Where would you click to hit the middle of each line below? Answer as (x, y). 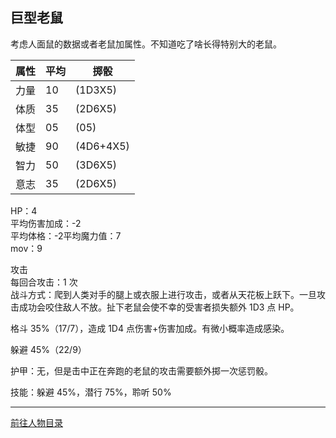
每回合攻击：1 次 (44, 282)
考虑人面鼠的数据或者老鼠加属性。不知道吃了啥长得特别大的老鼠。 (146, 44)
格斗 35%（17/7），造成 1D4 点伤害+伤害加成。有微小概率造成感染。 (150, 328)
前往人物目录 (36, 422)
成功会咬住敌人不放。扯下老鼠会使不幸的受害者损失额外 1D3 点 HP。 (159, 307)
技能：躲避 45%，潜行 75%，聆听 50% (91, 392)
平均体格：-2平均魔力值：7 (66, 235)
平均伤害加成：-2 (46, 223)
